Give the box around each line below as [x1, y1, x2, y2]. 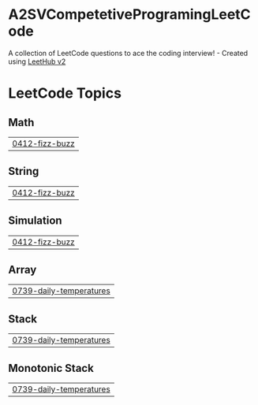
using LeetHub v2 [8, 57, 66, 66]
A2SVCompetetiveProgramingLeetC [8, 6, 251, 24]
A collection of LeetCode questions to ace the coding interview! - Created [8, 48, 249, 58]
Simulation [8, 214, 62, 228]
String [8, 165, 39, 178]
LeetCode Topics [8, 84, 122, 102]
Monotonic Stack [8, 361, 95, 375]
